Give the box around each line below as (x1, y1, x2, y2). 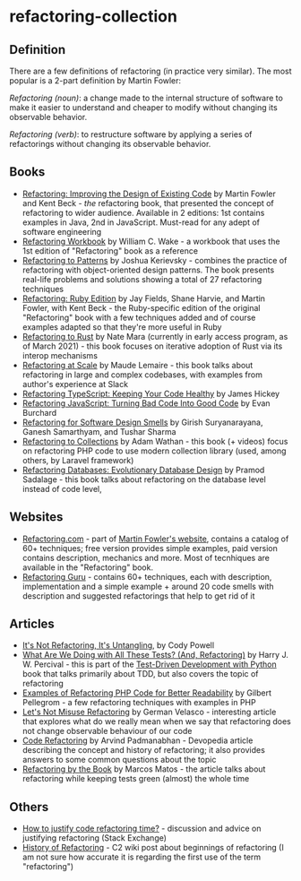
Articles (9, 617, 56, 632)
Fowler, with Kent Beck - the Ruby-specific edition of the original (21, 302, 261, 313)
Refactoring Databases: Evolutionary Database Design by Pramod (21, 464, 265, 475)
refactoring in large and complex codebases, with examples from (21, 369, 262, 380)
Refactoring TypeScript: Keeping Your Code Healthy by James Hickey (21, 388, 280, 399)
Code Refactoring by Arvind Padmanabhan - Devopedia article (21, 735, 254, 746)
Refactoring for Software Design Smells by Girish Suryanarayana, (21, 417, 263, 428)
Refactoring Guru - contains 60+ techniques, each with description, (21, 571, 272, 582)
